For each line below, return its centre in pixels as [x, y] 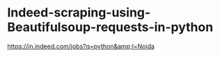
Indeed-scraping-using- [79, 13]
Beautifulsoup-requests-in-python [110, 27]
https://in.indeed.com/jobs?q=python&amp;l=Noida [81, 46]
